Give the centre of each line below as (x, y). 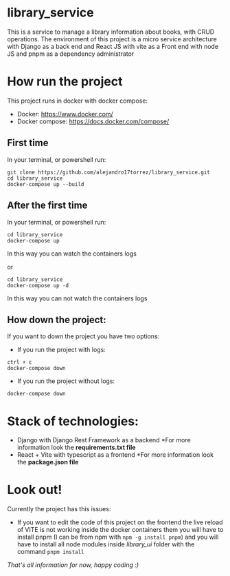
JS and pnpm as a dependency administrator (71, 54)
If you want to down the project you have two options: (83, 336)
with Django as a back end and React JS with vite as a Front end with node (113, 46)
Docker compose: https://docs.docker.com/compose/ (93, 121)
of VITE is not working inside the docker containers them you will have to (120, 530)
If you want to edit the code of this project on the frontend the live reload (120, 522)
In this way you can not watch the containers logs (77, 298)
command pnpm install (50, 552)
